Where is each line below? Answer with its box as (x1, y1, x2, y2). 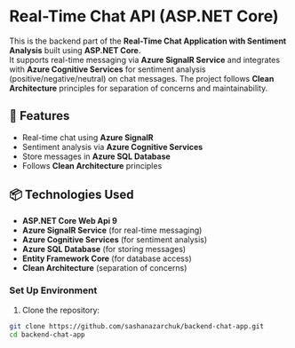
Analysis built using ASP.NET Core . (9, 44, 141, 55)
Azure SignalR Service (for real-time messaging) (21, 225, 203, 235)
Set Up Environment (9, 284, 98, 297)
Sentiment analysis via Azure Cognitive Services (21, 141, 203, 152)
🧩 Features (9, 108, 70, 123)
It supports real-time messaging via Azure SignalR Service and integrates (9, 54, 281, 65)
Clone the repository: (21, 304, 100, 315)
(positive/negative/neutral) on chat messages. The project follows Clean (9, 73, 275, 83)
